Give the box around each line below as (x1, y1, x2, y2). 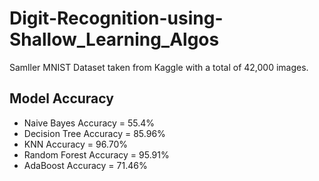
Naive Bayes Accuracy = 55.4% (23, 117, 156, 129)
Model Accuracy (9, 90, 114, 107)
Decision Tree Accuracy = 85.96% (23, 127, 166, 139)
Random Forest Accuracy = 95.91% (23, 148, 170, 161)
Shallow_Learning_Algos (9, 28, 220, 51)
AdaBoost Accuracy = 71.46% (23, 159, 148, 171)
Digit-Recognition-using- (9, 7, 224, 30)
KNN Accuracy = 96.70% (23, 138, 129, 150)
